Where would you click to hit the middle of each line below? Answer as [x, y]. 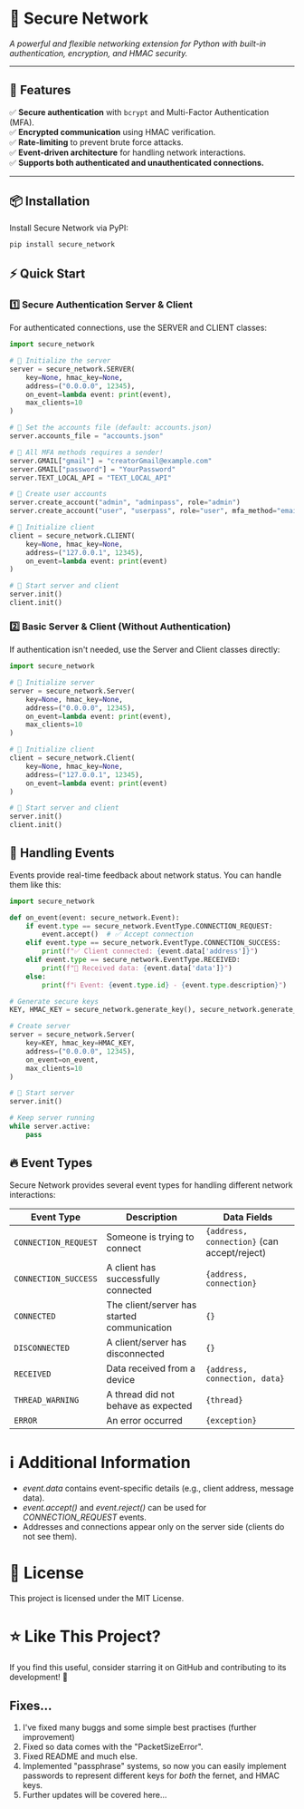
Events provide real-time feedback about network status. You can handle [146, 875]
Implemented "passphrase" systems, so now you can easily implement [154, 1766]
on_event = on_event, [62, 1060]
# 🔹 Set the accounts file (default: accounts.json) [111, 428]
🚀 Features [40, 90]
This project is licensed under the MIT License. [97, 1598]
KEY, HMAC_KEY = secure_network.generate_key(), [103, 1010]
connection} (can [242, 1241]
